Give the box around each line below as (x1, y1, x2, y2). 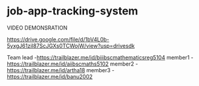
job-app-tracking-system (7, 4, 139, 18)
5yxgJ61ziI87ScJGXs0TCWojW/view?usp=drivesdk (7, 42, 135, 49)
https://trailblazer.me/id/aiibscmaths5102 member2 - (7, 60, 139, 67)
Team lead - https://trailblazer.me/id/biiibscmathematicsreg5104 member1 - (7, 54, 194, 61)
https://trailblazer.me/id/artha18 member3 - (7, 66, 114, 73)
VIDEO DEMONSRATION (7, 24, 68, 31)
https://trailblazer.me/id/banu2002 (7, 73, 93, 80)
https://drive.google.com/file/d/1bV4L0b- (7, 35, 109, 43)
